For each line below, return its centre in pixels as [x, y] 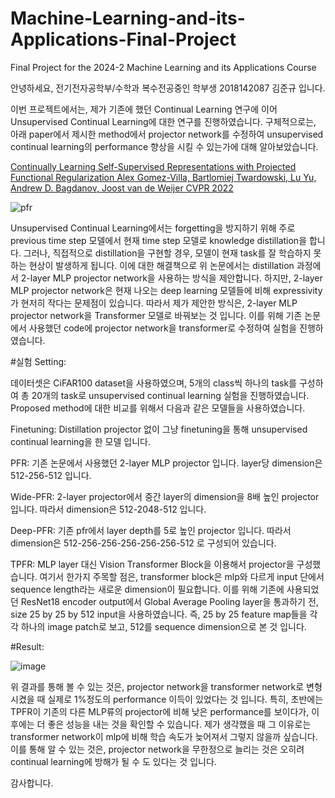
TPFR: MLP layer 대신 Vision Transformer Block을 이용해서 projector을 [152, 564]
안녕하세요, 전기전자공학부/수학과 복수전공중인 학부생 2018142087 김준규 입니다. [168, 88]
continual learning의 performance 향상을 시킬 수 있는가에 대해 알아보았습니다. [164, 146]
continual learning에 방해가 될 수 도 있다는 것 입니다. [113, 761]
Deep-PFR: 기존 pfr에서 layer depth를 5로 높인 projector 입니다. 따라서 [151, 530]
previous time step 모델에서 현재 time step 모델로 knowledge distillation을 [159, 240]
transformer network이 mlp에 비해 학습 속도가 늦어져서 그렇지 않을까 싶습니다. [164, 736]
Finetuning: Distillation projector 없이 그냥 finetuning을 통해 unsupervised [159, 429]
